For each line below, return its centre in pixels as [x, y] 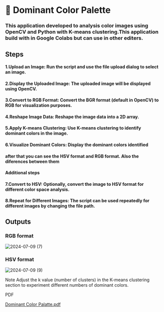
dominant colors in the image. [37, 133]
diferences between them [32, 161]
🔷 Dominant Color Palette [58, 10]
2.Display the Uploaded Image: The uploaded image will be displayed [78, 83]
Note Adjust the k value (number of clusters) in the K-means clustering [78, 280]
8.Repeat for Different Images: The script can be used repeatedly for [78, 201]
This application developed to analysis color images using [77, 26]
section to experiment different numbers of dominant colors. [67, 285]
